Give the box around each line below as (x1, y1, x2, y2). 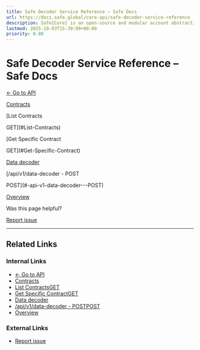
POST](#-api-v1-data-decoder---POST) (6, 182, 104, 189)
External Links (6, 324, 49, 332)
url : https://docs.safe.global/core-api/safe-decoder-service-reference (6, 14, 190, 20)
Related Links (6, 240, 58, 250)
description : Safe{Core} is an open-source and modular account (6, 20, 169, 26)
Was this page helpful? (6, 205, 62, 212)
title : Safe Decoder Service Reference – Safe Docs (6, 8, 137, 15)
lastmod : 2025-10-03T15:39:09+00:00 (6, 25, 97, 32)
